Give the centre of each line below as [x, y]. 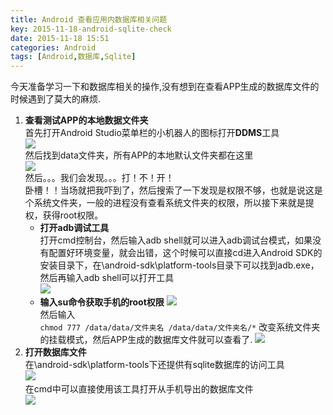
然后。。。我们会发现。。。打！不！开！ [99, 178]
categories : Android [53, 47]
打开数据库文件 [55, 352]
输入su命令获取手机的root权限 [102, 302]
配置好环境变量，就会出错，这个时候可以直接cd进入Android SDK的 [185, 253]
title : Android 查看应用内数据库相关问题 [89, 19]
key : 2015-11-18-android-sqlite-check [91, 29]
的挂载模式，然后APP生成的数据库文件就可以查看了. [146, 340]
